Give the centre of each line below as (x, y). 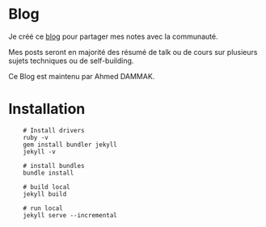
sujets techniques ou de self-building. (71, 61)
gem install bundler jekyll (70, 145)
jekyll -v (40, 151)
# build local (46, 187)
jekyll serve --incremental (70, 215)
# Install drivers (54, 130)
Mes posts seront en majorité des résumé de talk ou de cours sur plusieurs (133, 52)
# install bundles (54, 166)
